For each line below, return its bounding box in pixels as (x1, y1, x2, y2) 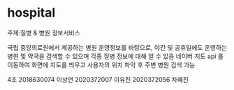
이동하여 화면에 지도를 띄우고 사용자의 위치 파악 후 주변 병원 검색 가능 (7, 60, 196, 69)
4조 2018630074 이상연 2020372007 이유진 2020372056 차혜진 (7, 75, 189, 84)
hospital (7, 5, 56, 21)
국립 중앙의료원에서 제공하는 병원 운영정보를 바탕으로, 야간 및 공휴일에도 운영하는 (7, 43, 228, 51)
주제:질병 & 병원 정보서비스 (7, 28, 80, 37)
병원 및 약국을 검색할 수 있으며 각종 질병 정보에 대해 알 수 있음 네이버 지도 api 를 (7, 52, 224, 60)
